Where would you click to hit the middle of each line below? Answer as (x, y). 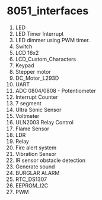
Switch (24, 46)
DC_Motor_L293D (37, 78)
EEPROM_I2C (32, 185)
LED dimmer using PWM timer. (53, 40)
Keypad (25, 65)
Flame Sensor (32, 129)
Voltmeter (27, 116)
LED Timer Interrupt (39, 33)
